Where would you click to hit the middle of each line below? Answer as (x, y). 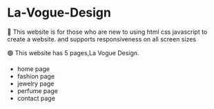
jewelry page (36, 83)
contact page (36, 98)
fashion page (36, 76)
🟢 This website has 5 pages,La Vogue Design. (73, 52)
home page (33, 69)
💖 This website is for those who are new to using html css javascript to (107, 32)
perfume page (38, 90)
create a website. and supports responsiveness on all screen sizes (102, 39)
